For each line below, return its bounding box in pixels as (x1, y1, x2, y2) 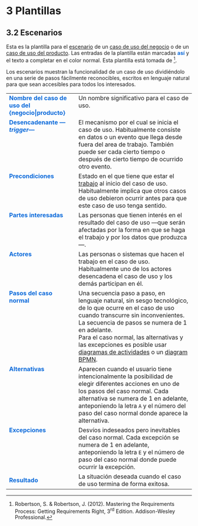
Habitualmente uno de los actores (78, 264, 172, 273)
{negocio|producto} (9, 108, 66, 117)
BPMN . (78, 355, 98, 363)
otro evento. (78, 162, 112, 170)
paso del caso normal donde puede (78, 455, 177, 464)
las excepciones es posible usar (78, 340, 167, 349)
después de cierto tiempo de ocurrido (78, 155, 183, 163)
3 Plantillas (6, 4, 62, 18)
